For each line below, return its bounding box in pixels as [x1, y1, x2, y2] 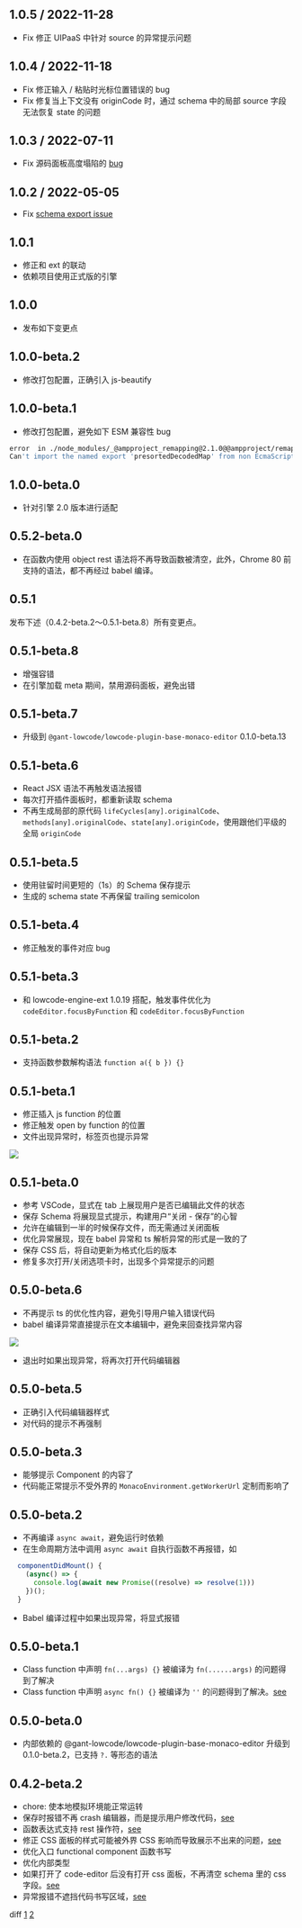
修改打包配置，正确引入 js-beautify [22, 374, 152, 385]
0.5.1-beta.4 [9, 917, 79, 932]
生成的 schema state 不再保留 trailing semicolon [22, 890, 200, 901]
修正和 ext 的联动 [22, 260, 87, 271]
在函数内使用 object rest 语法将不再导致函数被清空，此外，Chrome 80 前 [22, 554, 292, 564]
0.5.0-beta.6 [9, 1283, 83, 1298]
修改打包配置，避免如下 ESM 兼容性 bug [22, 426, 172, 437]
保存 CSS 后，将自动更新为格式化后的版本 [22, 1245, 177, 1255]
